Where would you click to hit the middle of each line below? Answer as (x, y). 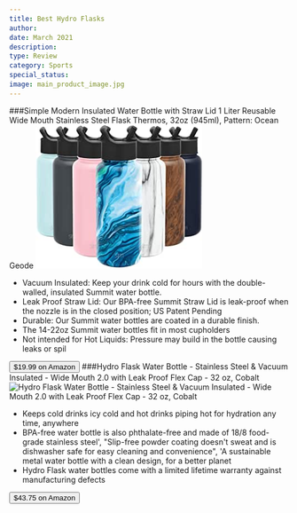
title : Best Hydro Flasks (57, 19)
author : (23, 28)
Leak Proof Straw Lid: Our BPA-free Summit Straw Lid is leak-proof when (155, 301)
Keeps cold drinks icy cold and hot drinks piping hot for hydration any (149, 414)
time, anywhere (51, 422)
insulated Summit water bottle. (106, 292)
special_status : (39, 75)
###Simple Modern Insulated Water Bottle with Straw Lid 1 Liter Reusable (143, 110)
